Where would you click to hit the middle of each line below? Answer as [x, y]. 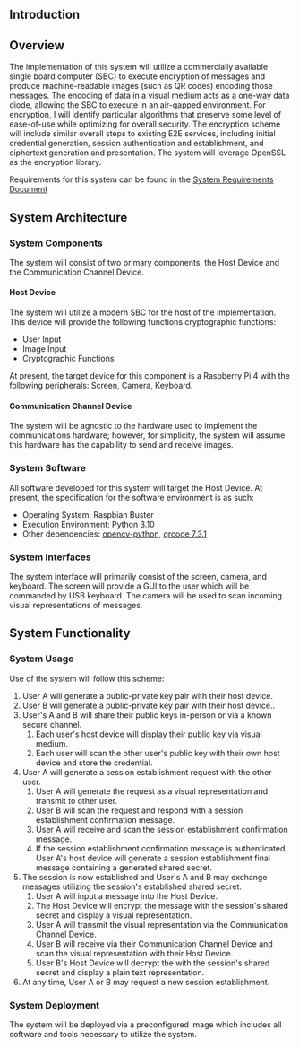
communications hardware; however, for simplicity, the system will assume [147, 435]
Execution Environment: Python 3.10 [88, 524]
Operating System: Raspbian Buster [88, 514]
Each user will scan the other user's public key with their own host [158, 753]
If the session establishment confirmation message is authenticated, [162, 848]
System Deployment [55, 1005]
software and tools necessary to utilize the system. [103, 1034]
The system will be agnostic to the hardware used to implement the [133, 426]
